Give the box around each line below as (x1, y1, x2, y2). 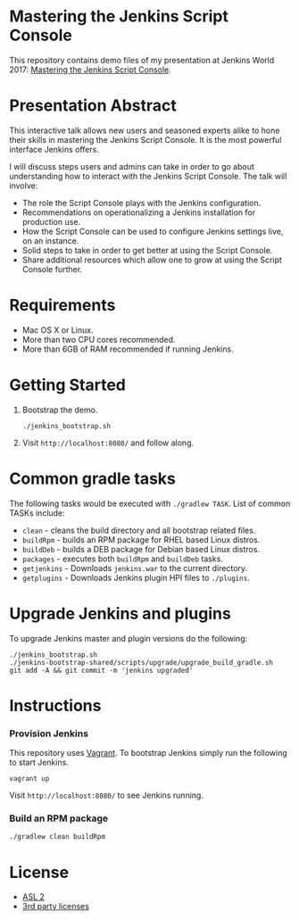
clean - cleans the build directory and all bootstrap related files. (21, 525, 256, 535)
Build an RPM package (9, 812, 109, 825)
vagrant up (9, 775, 50, 783)
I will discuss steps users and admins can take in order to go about (9, 161, 254, 171)
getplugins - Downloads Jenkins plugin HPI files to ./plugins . (21, 572, 250, 583)
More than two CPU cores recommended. (21, 334, 176, 344)
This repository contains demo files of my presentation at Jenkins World (9, 54, 275, 65)
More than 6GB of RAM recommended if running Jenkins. (21, 344, 234, 354)
